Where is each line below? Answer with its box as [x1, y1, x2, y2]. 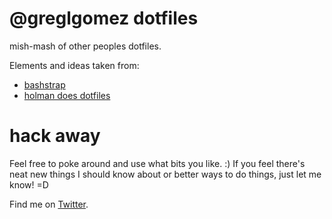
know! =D [9, 178, 49, 191]
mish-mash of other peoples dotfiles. [9, 40, 162, 52]
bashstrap [23, 78, 66, 91]
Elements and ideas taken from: [9, 59, 140, 71]
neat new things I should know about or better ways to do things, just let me [9, 168, 322, 180]
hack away [9, 125, 101, 147]
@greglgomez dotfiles [9, 7, 199, 30]
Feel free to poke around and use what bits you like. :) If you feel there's [9, 157, 306, 169]
